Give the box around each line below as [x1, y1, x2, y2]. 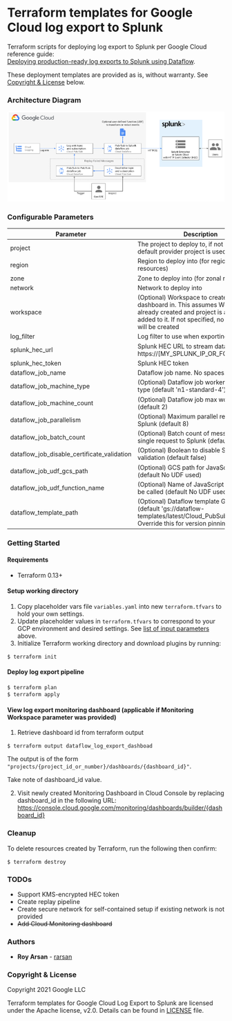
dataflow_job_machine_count [10, 399, 94, 407]
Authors [7, 936, 36, 946]
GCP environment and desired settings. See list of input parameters [17, 624, 209, 632]
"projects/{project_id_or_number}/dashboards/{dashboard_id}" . [7, 762, 192, 770]
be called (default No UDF [137, 487, 212, 496]
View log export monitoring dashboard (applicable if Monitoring [7, 705, 194, 714]
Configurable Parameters [7, 212, 95, 222]
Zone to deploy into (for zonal [137, 274, 222, 282]
